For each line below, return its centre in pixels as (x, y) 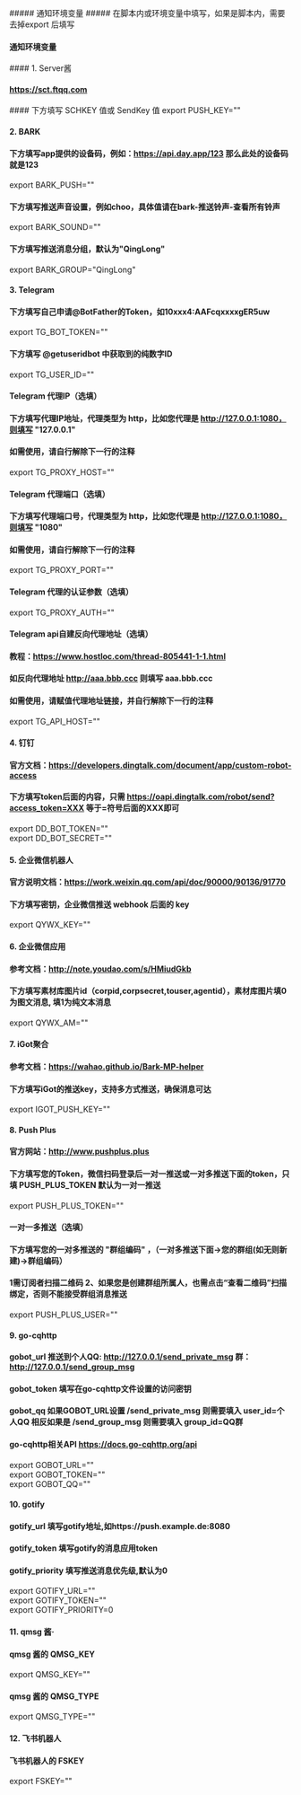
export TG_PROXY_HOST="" (62, 472)
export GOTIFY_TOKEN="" (58, 1600)
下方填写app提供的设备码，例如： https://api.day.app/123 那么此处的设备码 (149, 153)
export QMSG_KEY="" (50, 1675)
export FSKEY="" (41, 1782)
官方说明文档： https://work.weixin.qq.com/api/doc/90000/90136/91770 (148, 882)
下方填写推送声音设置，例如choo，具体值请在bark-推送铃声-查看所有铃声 (145, 207)
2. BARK (25, 132)
